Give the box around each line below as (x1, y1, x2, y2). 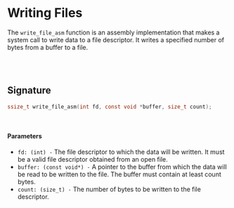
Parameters (7, 132, 42, 141)
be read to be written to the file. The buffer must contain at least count (17, 170, 221, 178)
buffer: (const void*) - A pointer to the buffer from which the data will (17, 162, 227, 171)
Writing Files (7, 5, 83, 21)
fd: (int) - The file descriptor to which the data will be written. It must (17, 148, 225, 156)
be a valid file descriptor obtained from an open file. (17, 155, 169, 163)
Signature (7, 84, 51, 96)
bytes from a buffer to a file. (7, 43, 89, 51)
